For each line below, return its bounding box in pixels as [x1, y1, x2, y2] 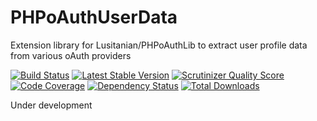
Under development [10, 99, 93, 111]
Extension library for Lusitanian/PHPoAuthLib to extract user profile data [10, 39, 308, 51]
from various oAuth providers [10, 49, 132, 61]
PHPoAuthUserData [10, 6, 178, 29]
